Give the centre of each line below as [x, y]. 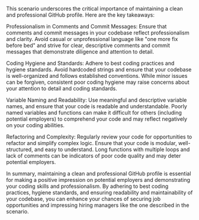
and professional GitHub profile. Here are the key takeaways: [81, 15]
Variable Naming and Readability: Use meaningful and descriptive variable [97, 100]
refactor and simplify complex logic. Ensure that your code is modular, [92, 143]
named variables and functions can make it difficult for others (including [94, 113]
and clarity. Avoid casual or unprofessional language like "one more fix [92, 39]
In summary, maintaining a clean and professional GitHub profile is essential [99, 174]
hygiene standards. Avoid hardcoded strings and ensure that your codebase [99, 70]
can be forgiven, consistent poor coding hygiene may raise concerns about [98, 82]
